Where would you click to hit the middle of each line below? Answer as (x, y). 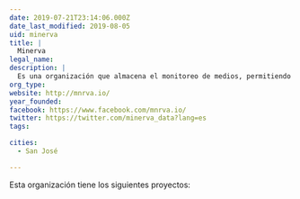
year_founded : (36, 101)
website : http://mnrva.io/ (60, 93)
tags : (19, 127)
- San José (38, 151)
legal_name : (31, 59)
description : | (38, 68)
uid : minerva (34, 34)
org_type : (28, 85)
